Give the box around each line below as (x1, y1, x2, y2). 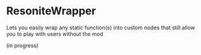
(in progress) (6, 42, 39, 49)
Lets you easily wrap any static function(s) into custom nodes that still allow (6, 24, 196, 31)
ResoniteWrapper (6, 4, 96, 18)
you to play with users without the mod (6, 30, 104, 37)
